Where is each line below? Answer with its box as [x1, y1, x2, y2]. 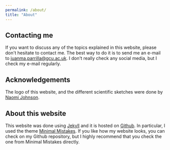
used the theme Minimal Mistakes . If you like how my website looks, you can [5, 128, 165, 134]
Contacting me [5, 31, 53, 40]
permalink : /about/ [5, 7, 47, 13]
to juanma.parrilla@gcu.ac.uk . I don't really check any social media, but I [5, 55, 157, 62]
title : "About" [5, 12, 38, 17]
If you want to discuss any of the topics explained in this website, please [5, 44, 157, 51]
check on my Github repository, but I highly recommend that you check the [5, 133, 162, 139]
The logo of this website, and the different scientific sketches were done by [5, 89, 163, 95]
